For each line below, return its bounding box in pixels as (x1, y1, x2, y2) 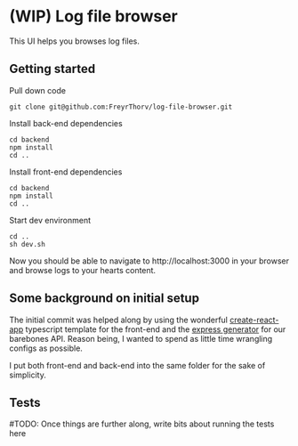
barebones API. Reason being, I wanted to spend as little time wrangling (9, 333, 273, 344)
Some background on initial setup (9, 291, 200, 306)
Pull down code (9, 85, 67, 95)
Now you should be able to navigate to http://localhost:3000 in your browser (9, 255, 290, 266)
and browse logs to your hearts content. (9, 264, 157, 275)
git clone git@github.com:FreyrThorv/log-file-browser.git (9, 102, 233, 111)
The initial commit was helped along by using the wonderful (9, 314, 229, 325)
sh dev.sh (9, 239, 46, 248)
